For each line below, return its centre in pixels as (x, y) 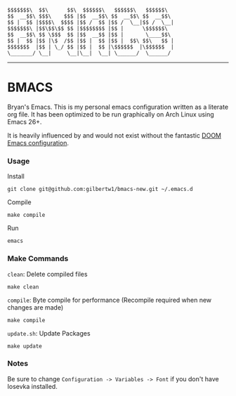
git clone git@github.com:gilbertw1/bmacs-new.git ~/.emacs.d (100, 190)
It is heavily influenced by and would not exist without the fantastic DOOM (114, 135)
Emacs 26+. (25, 121)
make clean (23, 287)
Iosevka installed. (32, 386)
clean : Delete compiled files (47, 274)
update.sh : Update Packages (49, 333)
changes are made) (35, 307)
